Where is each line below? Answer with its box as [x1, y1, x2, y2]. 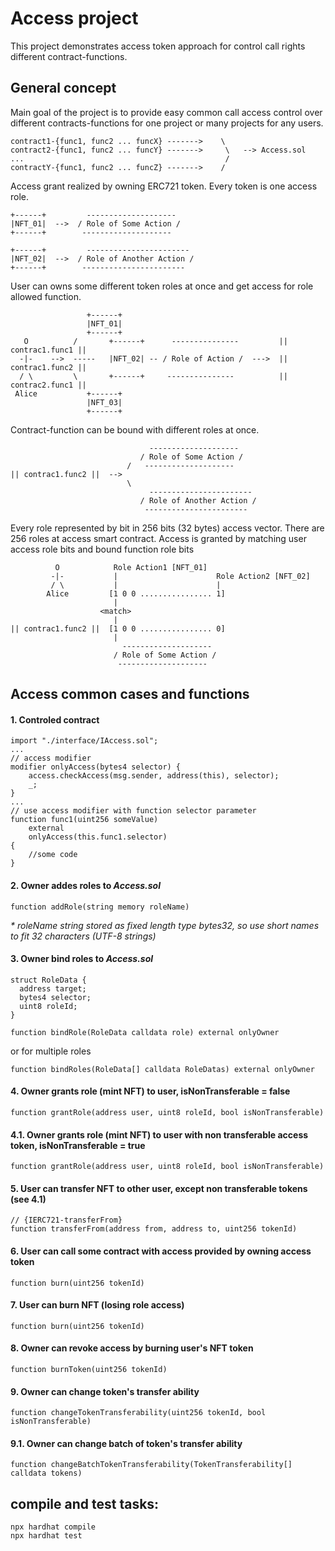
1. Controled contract [10, 713, 100, 726]
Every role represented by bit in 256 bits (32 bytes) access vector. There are [10, 522, 325, 534]
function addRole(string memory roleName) [10, 902, 190, 912]
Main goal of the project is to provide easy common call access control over [10, 106, 323, 118]
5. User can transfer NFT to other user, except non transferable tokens [10, 1182, 308, 1194]
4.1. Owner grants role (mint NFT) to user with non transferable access [10, 1128, 309, 1141]
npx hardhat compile [10, 1522, 97, 1532]
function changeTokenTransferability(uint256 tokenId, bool [10, 1408, 267, 1418]
